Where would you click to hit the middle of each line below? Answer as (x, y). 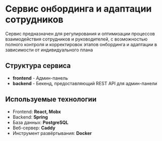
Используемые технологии (51, 99)
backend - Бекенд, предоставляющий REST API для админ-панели (85, 83)
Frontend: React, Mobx (37, 112)
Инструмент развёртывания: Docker (52, 133)
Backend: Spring (30, 117)
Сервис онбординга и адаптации (78, 9)
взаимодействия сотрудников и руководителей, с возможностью (76, 39)
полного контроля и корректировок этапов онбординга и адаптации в (81, 44)
